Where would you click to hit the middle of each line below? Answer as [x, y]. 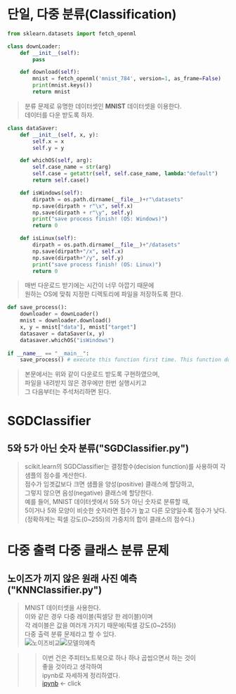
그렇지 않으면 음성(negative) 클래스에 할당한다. [89, 493]
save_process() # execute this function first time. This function [120, 360]
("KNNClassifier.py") [55, 589]
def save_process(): [38, 308]
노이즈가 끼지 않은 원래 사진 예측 [72, 578]
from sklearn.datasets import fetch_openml [72, 33]
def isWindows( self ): [51, 193]
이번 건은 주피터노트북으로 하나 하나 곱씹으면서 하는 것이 [119, 658]
